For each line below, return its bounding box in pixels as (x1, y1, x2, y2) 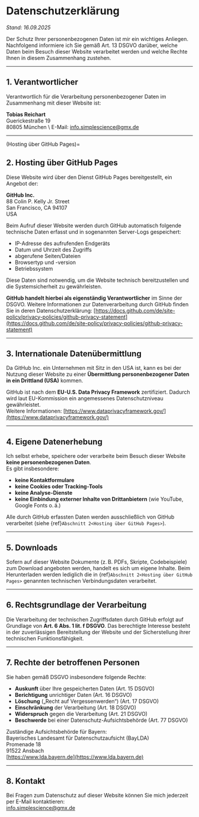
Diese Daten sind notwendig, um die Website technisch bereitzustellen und (6, 276, 190, 284)
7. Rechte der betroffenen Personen (6, 658, 140, 668)
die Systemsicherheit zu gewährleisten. (6, 282, 102, 290)
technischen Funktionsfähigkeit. (6, 634, 84, 642)
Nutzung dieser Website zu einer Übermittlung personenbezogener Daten (6, 370, 190, 378)
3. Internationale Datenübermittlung (6, 348, 142, 359)
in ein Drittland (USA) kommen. (6, 377, 84, 384)
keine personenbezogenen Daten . (6, 459, 92, 466)
